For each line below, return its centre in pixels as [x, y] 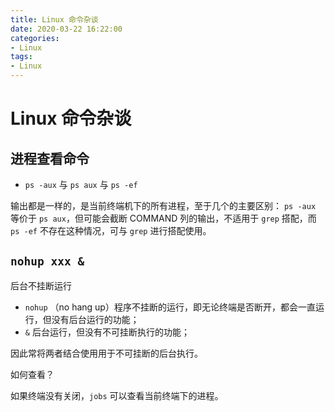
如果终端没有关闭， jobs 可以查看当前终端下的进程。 [117, 395]
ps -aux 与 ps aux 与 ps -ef [81, 184]
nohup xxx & [47, 261]
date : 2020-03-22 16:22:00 [66, 29]
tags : [21, 57]
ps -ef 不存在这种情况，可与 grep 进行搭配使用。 [111, 230]
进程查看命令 [50, 158]
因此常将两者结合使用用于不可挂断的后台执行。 [106, 353]
